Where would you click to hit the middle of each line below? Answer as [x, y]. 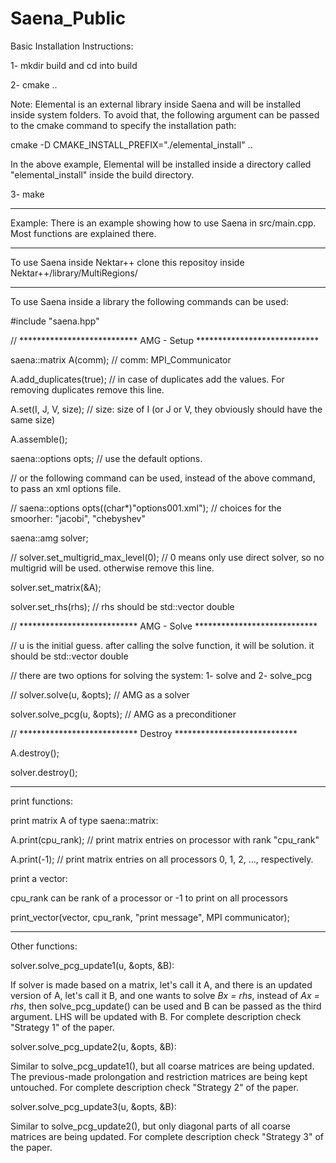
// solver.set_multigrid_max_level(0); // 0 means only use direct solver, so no [167, 557]
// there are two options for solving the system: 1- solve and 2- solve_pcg [161, 675]
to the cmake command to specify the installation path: [123, 125]
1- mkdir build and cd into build [74, 65]
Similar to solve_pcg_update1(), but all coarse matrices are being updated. [162, 1066]
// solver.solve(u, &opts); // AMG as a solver [100, 694]
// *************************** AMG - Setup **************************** [165, 340]
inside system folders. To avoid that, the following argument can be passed [165, 114]
